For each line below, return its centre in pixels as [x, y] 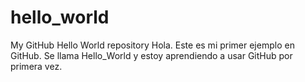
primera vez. [36, 66]
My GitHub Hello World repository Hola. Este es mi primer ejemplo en [152, 45]
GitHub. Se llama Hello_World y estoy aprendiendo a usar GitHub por [151, 55]
